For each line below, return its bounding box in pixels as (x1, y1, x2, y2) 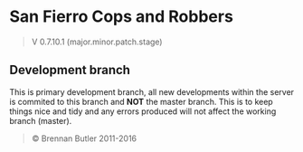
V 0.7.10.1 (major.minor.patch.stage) (31, 36, 163, 47)
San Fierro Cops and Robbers (9, 6, 233, 27)
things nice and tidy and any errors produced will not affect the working (9, 106, 277, 117)
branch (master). (9, 115, 72, 126)
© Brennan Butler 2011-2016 (31, 133, 137, 144)
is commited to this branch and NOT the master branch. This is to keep (9, 96, 273, 107)
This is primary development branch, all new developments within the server (9, 86, 295, 97)
